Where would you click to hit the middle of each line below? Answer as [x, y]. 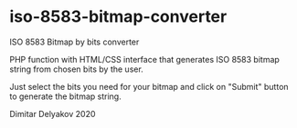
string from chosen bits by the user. [76, 69]
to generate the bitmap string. [65, 96]
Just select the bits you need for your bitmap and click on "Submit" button [149, 86]
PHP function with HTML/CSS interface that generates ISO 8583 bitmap [145, 59]
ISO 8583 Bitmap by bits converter [74, 42]
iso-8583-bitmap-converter [118, 17]
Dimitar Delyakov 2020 [53, 113]
